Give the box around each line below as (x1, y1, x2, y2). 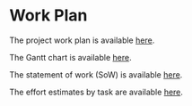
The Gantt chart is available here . (9, 52, 132, 62)
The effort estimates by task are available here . (9, 86, 184, 97)
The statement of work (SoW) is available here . (9, 69, 183, 80)
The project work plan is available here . (9, 35, 155, 45)
